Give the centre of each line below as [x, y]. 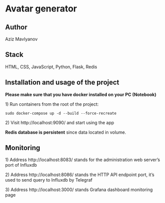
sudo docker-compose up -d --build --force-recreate [61, 113]
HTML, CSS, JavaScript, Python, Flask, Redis [51, 67]
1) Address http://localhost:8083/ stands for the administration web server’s [83, 160]
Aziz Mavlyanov [22, 39]
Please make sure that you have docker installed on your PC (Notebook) [81, 94]
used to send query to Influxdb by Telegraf [49, 180]
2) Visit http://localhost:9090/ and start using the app [60, 122]
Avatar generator [41, 9]
